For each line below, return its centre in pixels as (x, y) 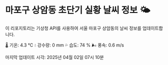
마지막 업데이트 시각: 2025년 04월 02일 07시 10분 (55, 57)
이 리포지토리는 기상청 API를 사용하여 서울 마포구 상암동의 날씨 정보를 (73, 28)
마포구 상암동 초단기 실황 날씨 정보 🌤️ (78, 10)
